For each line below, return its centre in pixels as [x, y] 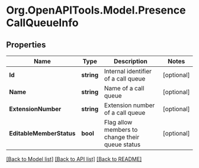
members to [121, 130]
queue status [122, 144]
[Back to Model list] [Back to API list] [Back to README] [74, 159]
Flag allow [118, 122]
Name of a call [124, 88]
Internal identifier [128, 71]
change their [122, 137]
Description [131, 61]
